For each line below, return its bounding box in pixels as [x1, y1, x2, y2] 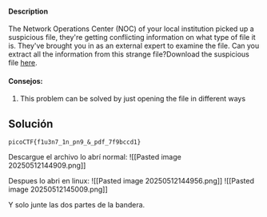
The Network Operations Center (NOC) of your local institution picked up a [8, 24, 254, 34]
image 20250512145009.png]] [8, 184, 108, 195]
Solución [8, 116, 54, 131]
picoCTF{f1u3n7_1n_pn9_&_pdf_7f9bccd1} [8, 138, 141, 147]
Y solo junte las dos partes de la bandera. [8, 200, 145, 210]
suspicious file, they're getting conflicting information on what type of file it [8, 33, 256, 42]
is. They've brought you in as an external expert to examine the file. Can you [8, 41, 260, 51]
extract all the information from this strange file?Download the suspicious [8, 49, 249, 59]
